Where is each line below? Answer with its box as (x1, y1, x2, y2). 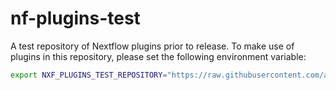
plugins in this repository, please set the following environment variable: (10, 50, 307, 62)
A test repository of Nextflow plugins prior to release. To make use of (10, 40, 295, 52)
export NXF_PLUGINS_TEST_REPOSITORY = (10, 70, 168, 80)
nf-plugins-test (10, 7, 141, 30)
